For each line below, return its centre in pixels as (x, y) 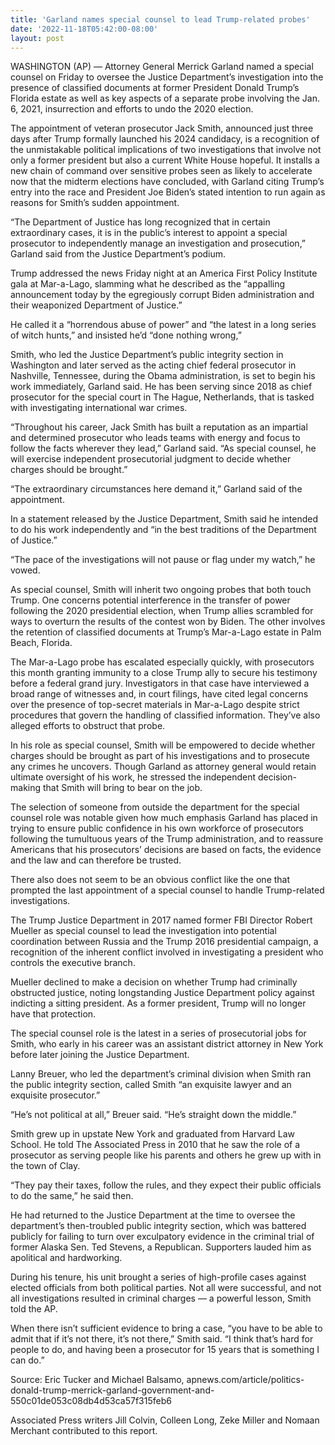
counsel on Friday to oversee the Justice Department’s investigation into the (167, 77)
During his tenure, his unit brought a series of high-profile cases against (158, 1277)
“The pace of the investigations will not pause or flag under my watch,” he (163, 560)
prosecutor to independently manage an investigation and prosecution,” (158, 243)
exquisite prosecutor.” (55, 1095)
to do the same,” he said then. (72, 1196)
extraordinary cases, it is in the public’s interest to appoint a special (149, 233)
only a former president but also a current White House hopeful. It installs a (165, 160)
